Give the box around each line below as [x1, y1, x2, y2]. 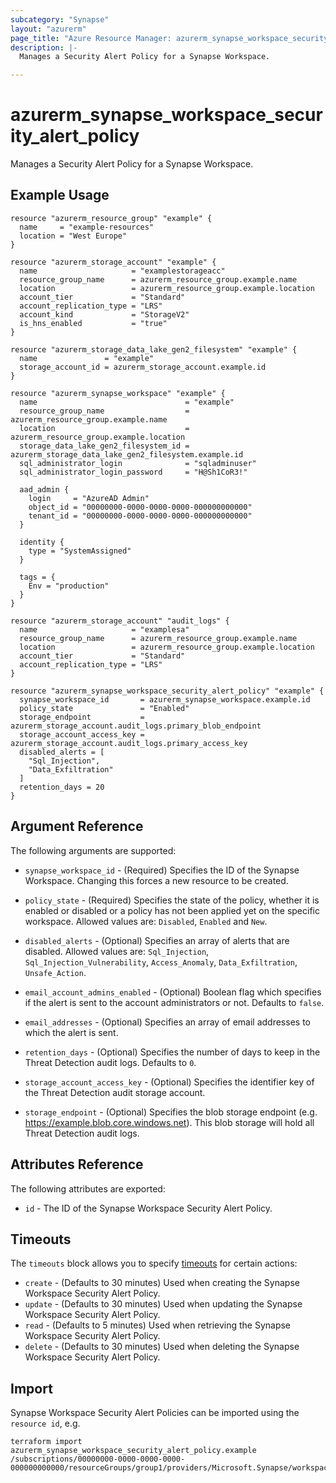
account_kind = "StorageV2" [19, 309, 190, 320]
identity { [19, 537, 65, 547]
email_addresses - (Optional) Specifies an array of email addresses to [24, 1016, 311, 1028]
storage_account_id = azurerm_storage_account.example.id [19, 362, 267, 372]
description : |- [10, 42, 78, 53]
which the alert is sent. [24, 1026, 119, 1038]
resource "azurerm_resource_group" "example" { [10, 213, 213, 223]
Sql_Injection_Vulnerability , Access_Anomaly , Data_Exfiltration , [24, 956, 298, 968]
